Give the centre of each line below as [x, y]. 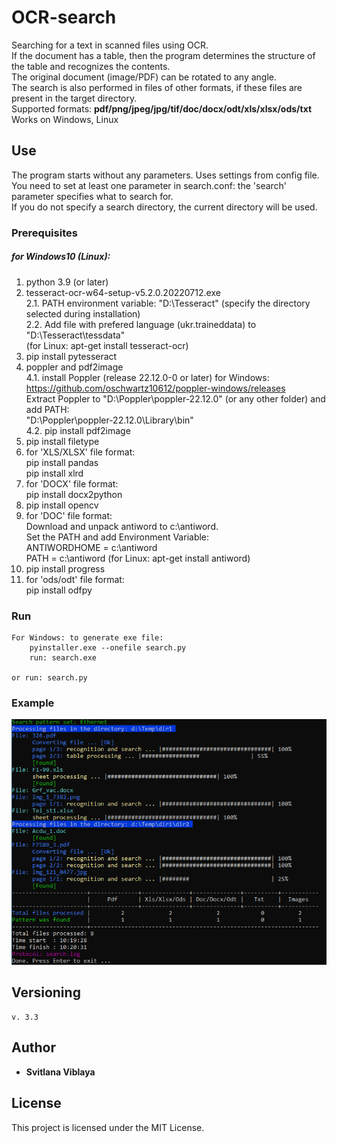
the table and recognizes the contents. [91, 66]
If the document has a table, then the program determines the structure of [163, 55]
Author [33, 1047]
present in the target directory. [74, 98]
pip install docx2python [74, 494]
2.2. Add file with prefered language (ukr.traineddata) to [141, 324]
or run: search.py [49, 677]
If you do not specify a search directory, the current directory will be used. [164, 207]
